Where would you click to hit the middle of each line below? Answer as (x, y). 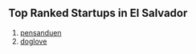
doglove (33, 41)
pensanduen (41, 32)
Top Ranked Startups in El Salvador (98, 13)
